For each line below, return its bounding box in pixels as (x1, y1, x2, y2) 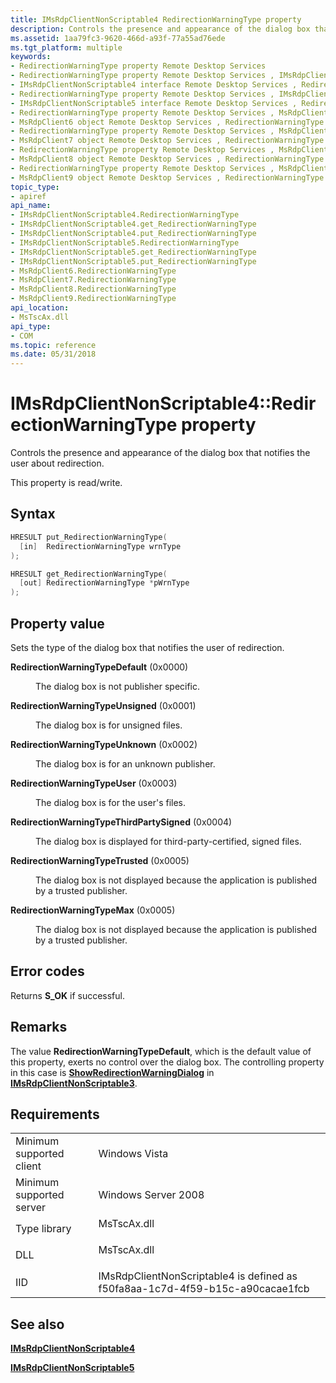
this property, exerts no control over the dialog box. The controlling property (10, 1056, 325, 1068)
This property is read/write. (10, 477, 123, 489)
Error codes (10, 963, 85, 980)
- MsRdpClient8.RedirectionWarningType (10, 284, 177, 295)
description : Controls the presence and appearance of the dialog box (10, 24, 311, 34)
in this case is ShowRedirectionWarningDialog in (10, 1066, 215, 1078)
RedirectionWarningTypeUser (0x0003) (10, 777, 178, 789)
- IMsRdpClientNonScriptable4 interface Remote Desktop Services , (10, 80, 298, 90)
